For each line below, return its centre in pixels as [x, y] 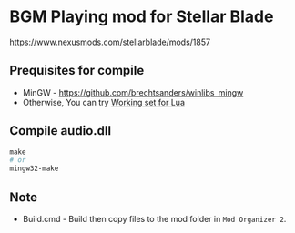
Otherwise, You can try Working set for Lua [103, 102]
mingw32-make [34, 169]
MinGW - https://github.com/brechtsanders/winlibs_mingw [133, 92]
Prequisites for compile [77, 71]
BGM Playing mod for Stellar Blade [142, 17]
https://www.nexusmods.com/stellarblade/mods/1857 [110, 42]
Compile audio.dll [61, 131]
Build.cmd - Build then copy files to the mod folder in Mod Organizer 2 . [154, 219]
